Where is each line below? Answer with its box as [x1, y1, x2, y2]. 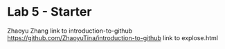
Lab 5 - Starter [7, 4, 92, 20]
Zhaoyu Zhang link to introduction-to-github [7, 27, 133, 35]
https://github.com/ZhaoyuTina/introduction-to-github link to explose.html [7, 33, 218, 42]
